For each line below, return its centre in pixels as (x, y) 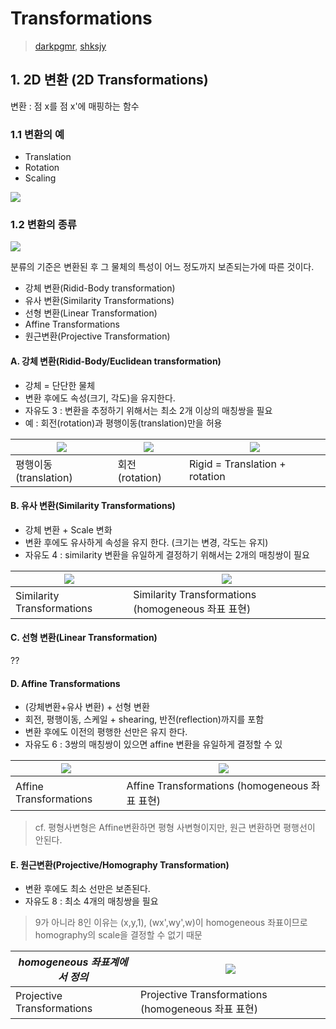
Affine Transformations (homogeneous (217, 786)
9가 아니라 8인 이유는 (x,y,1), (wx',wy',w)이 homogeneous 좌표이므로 (171, 923)
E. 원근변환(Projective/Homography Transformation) (120, 864)
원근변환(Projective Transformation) (97, 336)
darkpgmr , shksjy (70, 46)
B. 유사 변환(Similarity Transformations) (93, 506)
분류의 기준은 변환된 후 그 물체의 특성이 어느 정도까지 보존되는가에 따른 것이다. (162, 267)
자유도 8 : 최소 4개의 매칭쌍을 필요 (91, 901)
